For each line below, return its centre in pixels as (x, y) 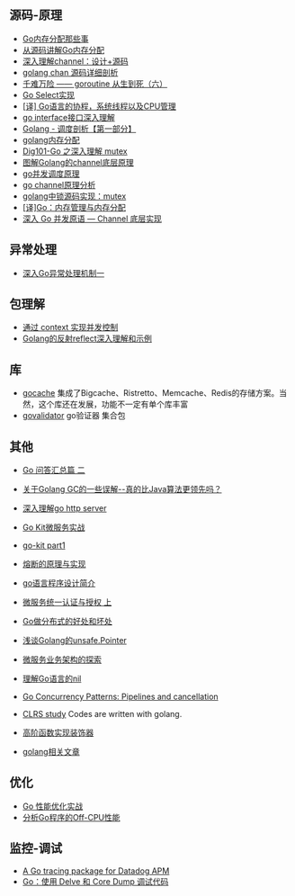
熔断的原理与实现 (54, 564)
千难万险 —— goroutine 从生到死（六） (95, 84)
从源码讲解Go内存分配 (63, 49)
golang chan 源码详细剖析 (70, 72)
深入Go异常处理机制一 (63, 273)
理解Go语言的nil (52, 679)
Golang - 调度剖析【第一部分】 (79, 129)
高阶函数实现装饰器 (58, 733)
